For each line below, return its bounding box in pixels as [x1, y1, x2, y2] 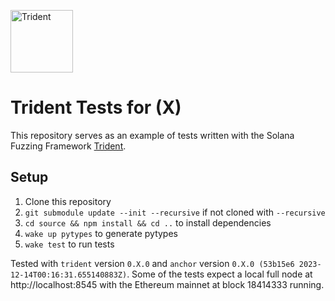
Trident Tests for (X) [10, 96, 182, 119]
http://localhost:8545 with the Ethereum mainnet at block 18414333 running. [10, 278, 325, 290]
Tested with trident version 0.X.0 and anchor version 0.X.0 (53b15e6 [10, 257, 295, 269]
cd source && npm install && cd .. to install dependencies [24, 216, 272, 229]
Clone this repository [24, 195, 112, 207]
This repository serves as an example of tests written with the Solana [10, 129, 295, 141]
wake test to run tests [24, 238, 115, 250]
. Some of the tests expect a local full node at [126, 268, 313, 280]
